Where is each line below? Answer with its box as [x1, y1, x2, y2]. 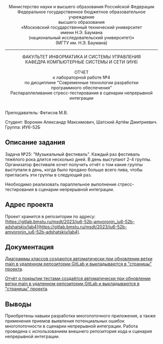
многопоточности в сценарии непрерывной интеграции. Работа [5, 323, 138, 329]
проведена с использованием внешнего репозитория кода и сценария [5, 328, 152, 334]
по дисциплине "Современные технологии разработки [24, 80, 139, 86]
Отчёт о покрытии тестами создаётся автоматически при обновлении [5, 275, 151, 281]
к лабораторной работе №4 [52, 74, 111, 80]
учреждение [68, 14, 95, 20]
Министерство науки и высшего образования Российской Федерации [9, 4, 154, 9]
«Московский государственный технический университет [21, 24, 142, 30]
